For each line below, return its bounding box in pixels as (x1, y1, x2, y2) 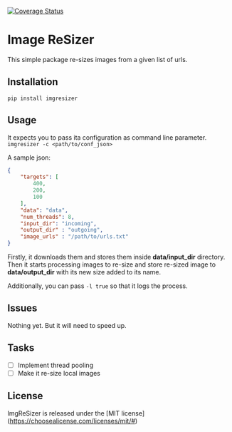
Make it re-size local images (17, 369, 101, 377)
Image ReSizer (7, 32, 95, 48)
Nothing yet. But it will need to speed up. (7, 321, 127, 329)
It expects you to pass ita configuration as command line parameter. (7, 133, 207, 142)
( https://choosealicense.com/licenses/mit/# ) (7, 416, 138, 425)
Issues (7, 302, 38, 314)
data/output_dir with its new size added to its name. (7, 268, 162, 277)
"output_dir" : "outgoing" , (20, 227, 103, 234)
